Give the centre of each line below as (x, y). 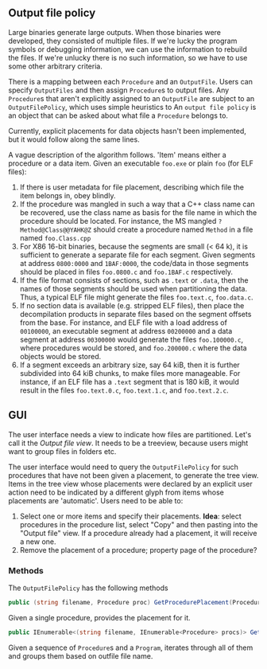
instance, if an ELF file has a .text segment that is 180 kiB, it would (130, 381)
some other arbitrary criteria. (56, 66)
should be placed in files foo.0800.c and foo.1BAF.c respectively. (126, 272)
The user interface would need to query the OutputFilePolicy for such (123, 467)
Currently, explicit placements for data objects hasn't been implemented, (127, 131)
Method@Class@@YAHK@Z (55, 230)
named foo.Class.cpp (55, 237)
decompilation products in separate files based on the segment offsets (135, 314)
